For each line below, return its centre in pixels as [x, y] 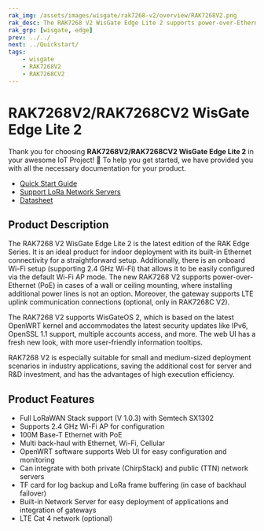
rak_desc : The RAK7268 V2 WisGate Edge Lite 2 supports [101, 23]
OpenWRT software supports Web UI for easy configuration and [123, 452]
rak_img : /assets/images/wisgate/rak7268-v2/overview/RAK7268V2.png [123, 15]
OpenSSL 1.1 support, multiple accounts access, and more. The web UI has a [132, 334]
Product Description [59, 225]
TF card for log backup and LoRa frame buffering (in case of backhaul [133, 485]
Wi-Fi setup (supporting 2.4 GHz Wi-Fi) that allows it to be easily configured [132, 269]
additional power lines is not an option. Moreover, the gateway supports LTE [131, 294]
